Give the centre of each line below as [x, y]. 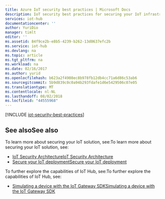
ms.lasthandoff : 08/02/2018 [34, 96]
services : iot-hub [24, 19]
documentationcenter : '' [30, 23]
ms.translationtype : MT [29, 87]
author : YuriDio [22, 28]
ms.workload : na [22, 64]
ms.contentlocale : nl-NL [30, 92]
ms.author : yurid [23, 74]
